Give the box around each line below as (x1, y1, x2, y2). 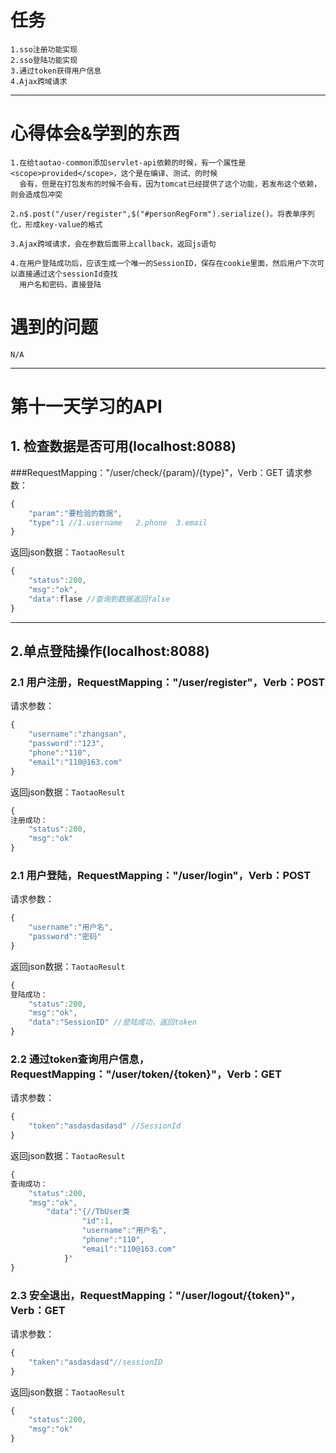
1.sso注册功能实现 (10, 44, 78, 55)
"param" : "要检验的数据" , (28, 508, 123, 518)
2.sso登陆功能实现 (10, 55, 78, 65)
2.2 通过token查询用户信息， (10, 1052, 150, 1066)
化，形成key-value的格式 (10, 219, 103, 230)
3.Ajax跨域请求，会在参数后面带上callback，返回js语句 (10, 239, 217, 249)
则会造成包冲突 (10, 189, 63, 200)
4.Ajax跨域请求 (10, 76, 68, 86)
